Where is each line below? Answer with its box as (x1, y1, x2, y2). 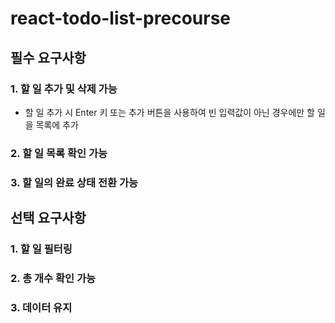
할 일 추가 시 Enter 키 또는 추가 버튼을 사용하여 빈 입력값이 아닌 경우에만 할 (24, 106, 316, 118)
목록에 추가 (35, 118, 79, 131)
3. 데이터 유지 (10, 300, 73, 314)
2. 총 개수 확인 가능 (10, 271, 97, 285)
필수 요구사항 (10, 49, 87, 66)
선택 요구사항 (10, 210, 87, 227)
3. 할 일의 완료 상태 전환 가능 (10, 175, 138, 189)
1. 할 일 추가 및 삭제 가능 (10, 82, 118, 96)
